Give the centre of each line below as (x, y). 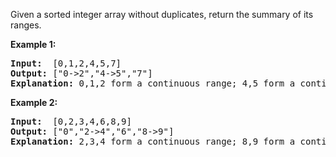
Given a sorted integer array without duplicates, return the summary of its (162, 14)
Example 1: (33, 44)
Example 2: (34, 102)
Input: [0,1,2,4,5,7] (66, 63)
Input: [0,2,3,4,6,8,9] (71, 121)
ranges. (26, 25)
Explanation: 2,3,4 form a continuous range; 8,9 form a (153, 141)
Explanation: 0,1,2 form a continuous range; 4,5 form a (153, 83)
